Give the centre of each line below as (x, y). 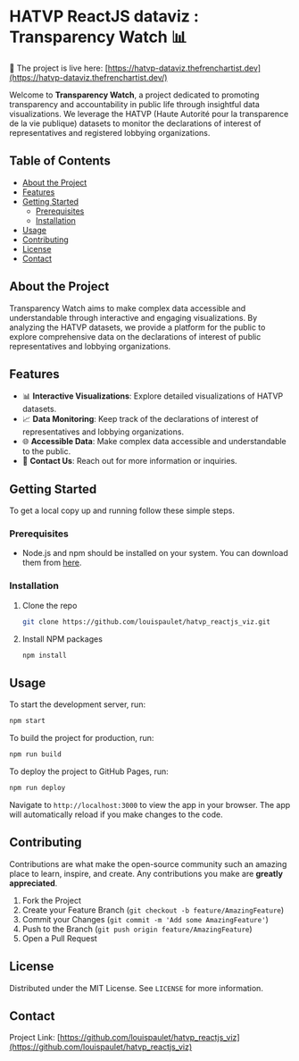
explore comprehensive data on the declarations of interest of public (135, 336)
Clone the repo (50, 605)
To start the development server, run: (77, 704)
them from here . (52, 563)
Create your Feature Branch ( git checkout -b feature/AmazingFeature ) (153, 910)
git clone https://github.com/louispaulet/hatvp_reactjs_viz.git (146, 622)
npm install (44, 655)
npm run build (36, 754)
